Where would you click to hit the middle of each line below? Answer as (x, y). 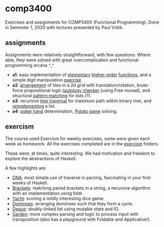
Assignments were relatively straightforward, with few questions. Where (78, 55)
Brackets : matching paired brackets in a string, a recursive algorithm (81, 188)
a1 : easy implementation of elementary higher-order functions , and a (82, 75)
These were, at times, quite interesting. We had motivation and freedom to (80, 153)
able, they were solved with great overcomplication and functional (72, 60)
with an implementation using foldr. (48, 193)
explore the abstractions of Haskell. (41, 158)
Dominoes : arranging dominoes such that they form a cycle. (73, 203)
